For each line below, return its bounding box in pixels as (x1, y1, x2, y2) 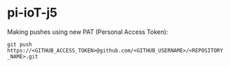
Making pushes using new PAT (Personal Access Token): (7, 28, 169, 36)
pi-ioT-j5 (7, 5, 58, 21)
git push (7, 41, 32, 48)
